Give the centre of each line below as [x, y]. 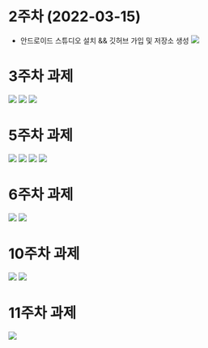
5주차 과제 [41, 136]
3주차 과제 [41, 76]
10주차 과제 [44, 254]
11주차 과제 [42, 313]
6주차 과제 [41, 194]
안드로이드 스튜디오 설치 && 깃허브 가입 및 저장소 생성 [104, 40]
